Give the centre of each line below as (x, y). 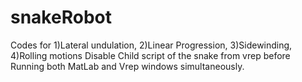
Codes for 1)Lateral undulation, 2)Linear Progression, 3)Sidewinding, (151, 45)
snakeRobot (61, 17)
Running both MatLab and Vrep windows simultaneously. (127, 66)
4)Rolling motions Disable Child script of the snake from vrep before (150, 55)
